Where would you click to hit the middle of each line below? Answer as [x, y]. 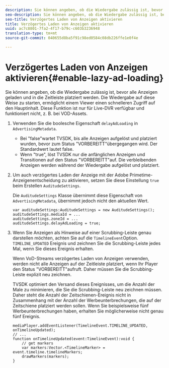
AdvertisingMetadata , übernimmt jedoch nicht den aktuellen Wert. [81, 201]
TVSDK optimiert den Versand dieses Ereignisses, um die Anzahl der [83, 284]
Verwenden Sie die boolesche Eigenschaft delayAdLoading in [75, 123]
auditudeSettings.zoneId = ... [45, 219]
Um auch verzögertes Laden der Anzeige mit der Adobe [70, 175]
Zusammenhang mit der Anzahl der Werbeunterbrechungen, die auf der [87, 300]
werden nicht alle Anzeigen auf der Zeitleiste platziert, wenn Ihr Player [85, 264]
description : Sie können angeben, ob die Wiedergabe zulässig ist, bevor [84, 10]
